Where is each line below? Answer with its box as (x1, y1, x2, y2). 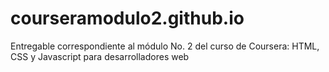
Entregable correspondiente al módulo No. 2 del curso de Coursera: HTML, (10, 40, 320, 52)
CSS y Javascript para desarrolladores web (10, 50, 190, 62)
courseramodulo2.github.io (10, 7, 245, 30)
